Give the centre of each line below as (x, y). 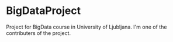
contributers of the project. (39, 33)
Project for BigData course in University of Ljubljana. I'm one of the (86, 27)
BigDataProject (43, 11)
